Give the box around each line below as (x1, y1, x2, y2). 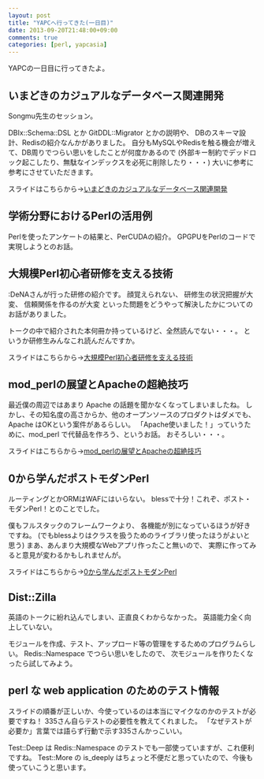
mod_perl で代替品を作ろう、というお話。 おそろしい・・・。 (28, 430, 229, 439)
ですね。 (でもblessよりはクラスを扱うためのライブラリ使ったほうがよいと (8, 531, 251, 540)
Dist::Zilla (8, 591, 57, 604)
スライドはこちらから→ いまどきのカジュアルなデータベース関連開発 (8, 184, 228, 193)
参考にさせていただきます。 (8, 167, 98, 177)
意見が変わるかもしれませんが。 (21, 550, 126, 560)
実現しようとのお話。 (8, 241, 77, 251)
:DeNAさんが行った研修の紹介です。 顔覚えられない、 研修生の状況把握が (8, 289, 247, 299)
